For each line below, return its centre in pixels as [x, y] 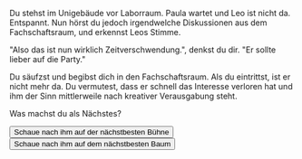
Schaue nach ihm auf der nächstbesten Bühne [92, 132]
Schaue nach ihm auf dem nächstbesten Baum [93, 144]
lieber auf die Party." [48, 59]
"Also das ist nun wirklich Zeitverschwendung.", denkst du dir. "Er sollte [143, 50]
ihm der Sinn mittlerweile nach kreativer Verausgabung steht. [123, 96]
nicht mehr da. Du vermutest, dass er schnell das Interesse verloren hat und [151, 86]
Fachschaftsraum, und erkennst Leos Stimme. [95, 32]
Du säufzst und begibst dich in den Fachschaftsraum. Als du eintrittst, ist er [150, 77]
